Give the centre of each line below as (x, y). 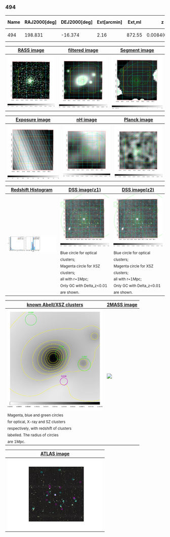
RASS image (31, 50)
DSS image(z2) (138, 190)
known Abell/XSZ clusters (55, 305)
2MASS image (122, 305)
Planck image (138, 120)
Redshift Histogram (32, 190)
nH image (87, 120)
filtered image (83, 50)
